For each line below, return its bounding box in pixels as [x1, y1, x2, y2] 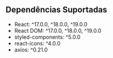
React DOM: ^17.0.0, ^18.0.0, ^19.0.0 [14, 27, 102, 34]
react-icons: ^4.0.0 [14, 39, 61, 47]
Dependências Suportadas [5, 5, 108, 15]
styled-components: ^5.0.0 [14, 33, 81, 41]
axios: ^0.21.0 [14, 46, 48, 53]
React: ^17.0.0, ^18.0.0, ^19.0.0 [14, 20, 88, 28]
